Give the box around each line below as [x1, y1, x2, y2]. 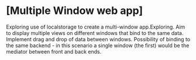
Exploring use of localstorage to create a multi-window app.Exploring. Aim [6, 23, 185, 30]
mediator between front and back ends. [6, 48, 102, 55]
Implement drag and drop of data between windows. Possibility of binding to [6, 36, 191, 43]
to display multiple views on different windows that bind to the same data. [6, 29, 184, 36]
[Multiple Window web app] [6, 4, 143, 17]
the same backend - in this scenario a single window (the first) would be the [6, 42, 190, 49]
